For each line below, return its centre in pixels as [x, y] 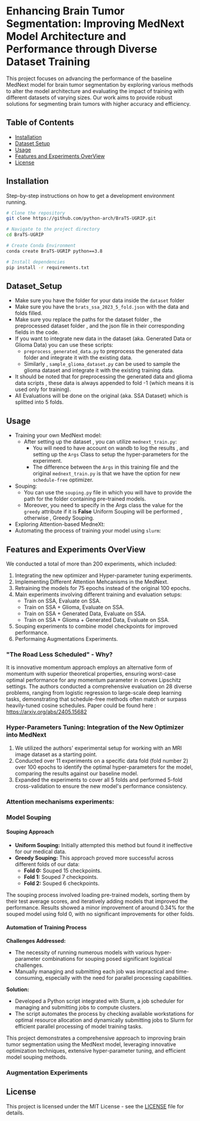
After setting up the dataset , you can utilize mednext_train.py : [100, 442]
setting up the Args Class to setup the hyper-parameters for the [111, 454]
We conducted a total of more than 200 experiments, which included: [92, 564]
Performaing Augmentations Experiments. [66, 639]
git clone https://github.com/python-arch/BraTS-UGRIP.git [81, 219]
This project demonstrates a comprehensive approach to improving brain [96, 1038]
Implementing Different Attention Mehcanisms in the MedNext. [92, 582]
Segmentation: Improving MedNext [95, 24]
